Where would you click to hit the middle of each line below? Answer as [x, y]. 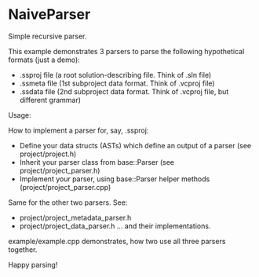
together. [23, 250]
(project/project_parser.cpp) [65, 187]
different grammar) [50, 100]
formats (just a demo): [44, 60]
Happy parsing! [33, 264]
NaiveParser [49, 15]
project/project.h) [48, 154]
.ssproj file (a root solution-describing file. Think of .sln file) [115, 75]
